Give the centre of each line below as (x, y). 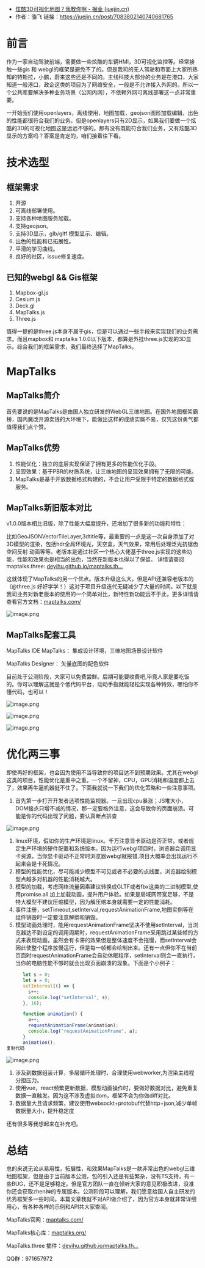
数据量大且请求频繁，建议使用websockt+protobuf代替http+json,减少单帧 (106, 1103)
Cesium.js (28, 299)
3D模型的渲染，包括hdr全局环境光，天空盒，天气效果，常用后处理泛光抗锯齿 (102, 544)
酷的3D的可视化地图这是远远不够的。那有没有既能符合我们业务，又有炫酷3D (102, 128)
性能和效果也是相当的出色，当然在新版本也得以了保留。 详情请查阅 (100, 559)
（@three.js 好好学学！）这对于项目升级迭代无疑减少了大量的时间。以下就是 (102, 587)
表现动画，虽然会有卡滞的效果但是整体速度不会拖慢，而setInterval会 (111, 940)
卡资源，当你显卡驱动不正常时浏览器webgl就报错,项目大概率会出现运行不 (106, 856)
